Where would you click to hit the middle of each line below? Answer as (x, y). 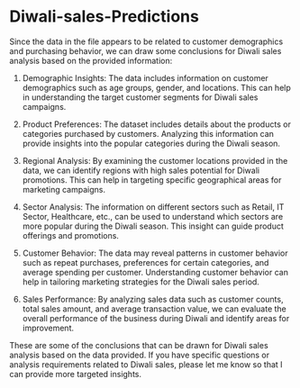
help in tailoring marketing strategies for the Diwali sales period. (141, 282)
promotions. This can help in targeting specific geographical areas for (152, 180)
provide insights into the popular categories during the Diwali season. (151, 143)
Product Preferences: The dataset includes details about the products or (156, 124)
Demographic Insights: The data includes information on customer (145, 77)
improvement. (48, 328)
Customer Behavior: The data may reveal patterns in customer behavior (155, 253)
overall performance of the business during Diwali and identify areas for (156, 318)
